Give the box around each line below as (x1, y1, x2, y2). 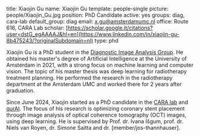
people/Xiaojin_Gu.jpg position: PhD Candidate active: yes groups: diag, (6, 11, 185, 19)
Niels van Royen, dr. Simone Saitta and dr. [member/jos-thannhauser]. (6, 124, 181, 131)
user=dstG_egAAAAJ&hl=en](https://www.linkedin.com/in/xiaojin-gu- (6, 31, 180, 38)
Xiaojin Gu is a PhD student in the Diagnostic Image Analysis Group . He (6, 49, 183, 56)
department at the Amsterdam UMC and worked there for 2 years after (6, 81, 182, 88)
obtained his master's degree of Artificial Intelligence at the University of (6, 55, 187, 62)
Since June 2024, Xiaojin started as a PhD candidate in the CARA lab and (6, 99, 189, 106)
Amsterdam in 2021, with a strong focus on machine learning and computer (6, 61, 194, 68)
